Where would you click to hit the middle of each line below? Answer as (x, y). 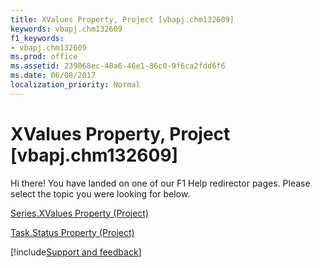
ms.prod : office (44, 57)
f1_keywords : (37, 38)
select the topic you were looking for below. (100, 193)
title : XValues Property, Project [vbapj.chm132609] (122, 19)
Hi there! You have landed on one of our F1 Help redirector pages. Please (160, 183)
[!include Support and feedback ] (76, 252)
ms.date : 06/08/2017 (53, 76)
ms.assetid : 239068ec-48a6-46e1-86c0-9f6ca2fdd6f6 (118, 66)
